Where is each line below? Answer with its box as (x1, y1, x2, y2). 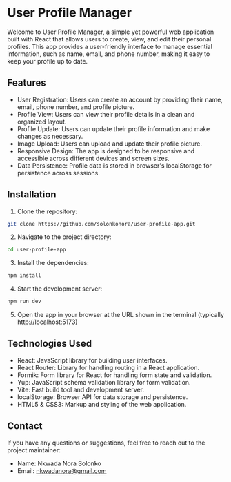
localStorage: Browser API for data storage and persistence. (17, 392, 188, 401)
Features (7, 77, 46, 89)
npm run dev (7, 298, 41, 305)
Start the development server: (17, 285, 103, 293)
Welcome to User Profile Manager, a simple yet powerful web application (7, 28, 214, 36)
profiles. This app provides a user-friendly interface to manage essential (7, 42, 212, 50)
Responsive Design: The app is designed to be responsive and (17, 146, 195, 155)
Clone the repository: (17, 207, 78, 215)
